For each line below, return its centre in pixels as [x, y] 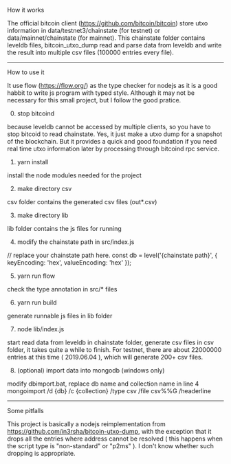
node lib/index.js [41, 329]
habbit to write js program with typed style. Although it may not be [101, 93]
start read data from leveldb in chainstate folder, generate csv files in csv [111, 342]
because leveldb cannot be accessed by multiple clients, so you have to [109, 127]
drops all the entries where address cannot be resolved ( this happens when [115, 439]
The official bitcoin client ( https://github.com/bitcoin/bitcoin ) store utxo [108, 23]
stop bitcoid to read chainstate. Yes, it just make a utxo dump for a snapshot [115, 134]
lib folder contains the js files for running [64, 229]
